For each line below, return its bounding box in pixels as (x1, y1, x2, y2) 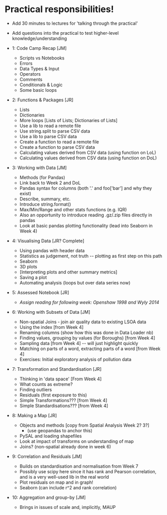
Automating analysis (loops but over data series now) (19, 279, 131, 285)
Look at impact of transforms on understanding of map (19, 438, 134, 444)
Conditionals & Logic (19, 82, 63, 88)
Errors (19, 60, 33, 66)
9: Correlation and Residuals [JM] (12, 453, 82, 460)
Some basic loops (19, 87, 57, 93)
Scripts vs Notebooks (19, 54, 65, 61)
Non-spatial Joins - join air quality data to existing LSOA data (19, 319, 147, 325)
